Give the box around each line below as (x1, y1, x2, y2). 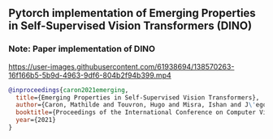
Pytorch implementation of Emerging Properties (8, 6, 256, 20)
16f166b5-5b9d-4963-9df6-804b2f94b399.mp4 (8, 70, 172, 80)
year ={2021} (15, 116, 57, 124)
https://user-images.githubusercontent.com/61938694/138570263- (8, 61, 235, 71)
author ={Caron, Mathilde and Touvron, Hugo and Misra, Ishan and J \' (15, 101, 256, 109)
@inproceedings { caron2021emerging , (8, 86, 129, 94)
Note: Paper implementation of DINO (8, 44, 156, 55)
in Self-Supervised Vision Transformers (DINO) (8, 19, 253, 33)
